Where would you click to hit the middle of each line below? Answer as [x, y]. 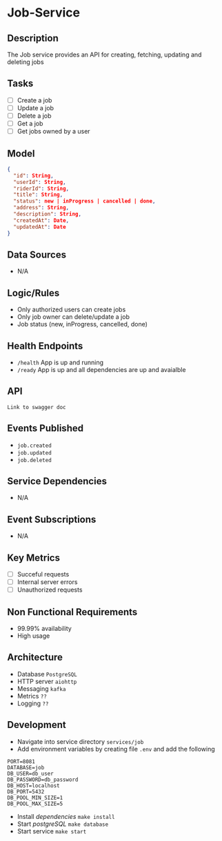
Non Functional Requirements [72, 612]
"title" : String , [38, 195]
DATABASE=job [26, 767]
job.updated [34, 453]
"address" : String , [41, 208]
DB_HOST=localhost [33, 786]
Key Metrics [34, 558]
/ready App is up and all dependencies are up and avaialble [101, 370]
